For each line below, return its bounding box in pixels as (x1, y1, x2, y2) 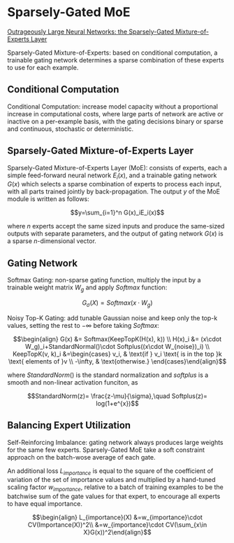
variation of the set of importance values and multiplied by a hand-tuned (7, 476, 216, 484)
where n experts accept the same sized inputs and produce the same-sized (7, 222, 225, 231)
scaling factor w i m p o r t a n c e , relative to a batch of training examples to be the (7, 483, 224, 493)
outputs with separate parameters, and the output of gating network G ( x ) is (7, 229, 224, 238)
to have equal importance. (7, 500, 82, 508)
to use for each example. (7, 63, 79, 71)
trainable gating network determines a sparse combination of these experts (7, 55, 225, 64)
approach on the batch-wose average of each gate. (7, 453, 156, 461)
